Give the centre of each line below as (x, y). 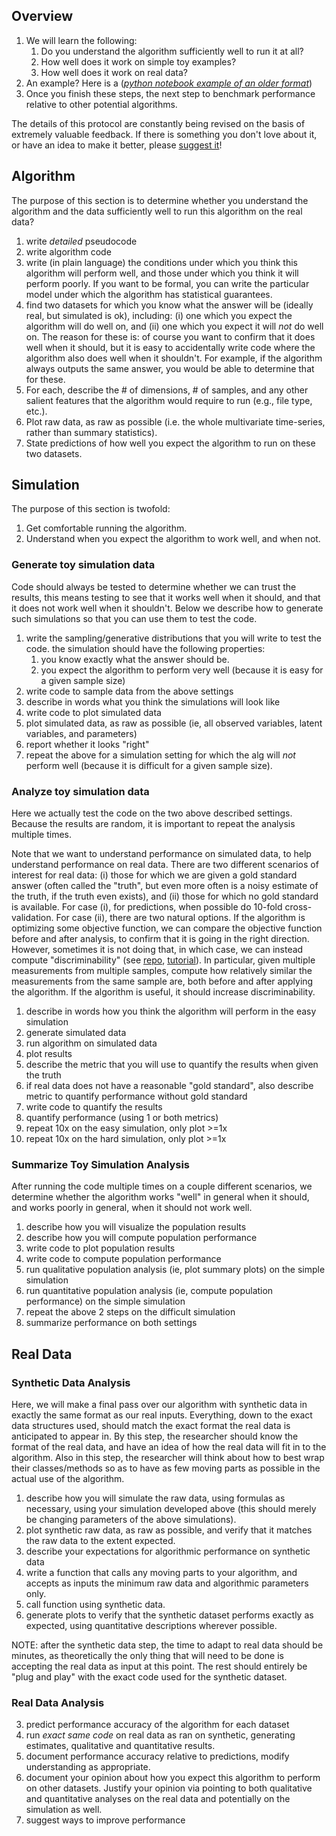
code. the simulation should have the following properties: (145, 648)
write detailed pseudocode (81, 241)
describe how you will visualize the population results (136, 1227)
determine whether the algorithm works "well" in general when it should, (160, 1197)
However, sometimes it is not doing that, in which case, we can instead (157, 950)
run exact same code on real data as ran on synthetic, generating (160, 1735)
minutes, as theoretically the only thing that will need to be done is (148, 1656)
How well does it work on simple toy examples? (138, 61)
